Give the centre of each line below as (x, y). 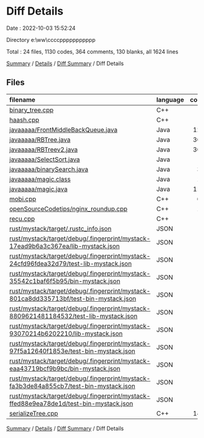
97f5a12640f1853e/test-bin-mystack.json (72, 351)
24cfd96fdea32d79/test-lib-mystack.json (71, 263)
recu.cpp (22, 218)
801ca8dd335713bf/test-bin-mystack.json (73, 298)
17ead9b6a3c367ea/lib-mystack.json (65, 246)
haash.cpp (24, 120)
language (170, 100)
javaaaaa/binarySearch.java (49, 169)
